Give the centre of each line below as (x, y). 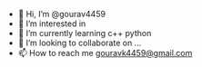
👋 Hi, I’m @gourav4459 (62, 14)
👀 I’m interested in (52, 24)
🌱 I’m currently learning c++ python (85, 33)
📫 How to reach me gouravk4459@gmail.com (105, 53)
